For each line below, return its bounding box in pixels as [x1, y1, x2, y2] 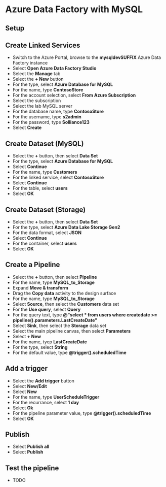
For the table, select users [12, 185, 68, 191]
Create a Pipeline [5, 261, 60, 269]
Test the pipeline [5, 464, 59, 472]
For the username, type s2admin [12, 114, 82, 120]
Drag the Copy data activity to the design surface [12, 290, 116, 296]
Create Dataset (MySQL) [5, 139, 84, 148]
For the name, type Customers [12, 169, 77, 175]
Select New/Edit [12, 383, 47, 389]
